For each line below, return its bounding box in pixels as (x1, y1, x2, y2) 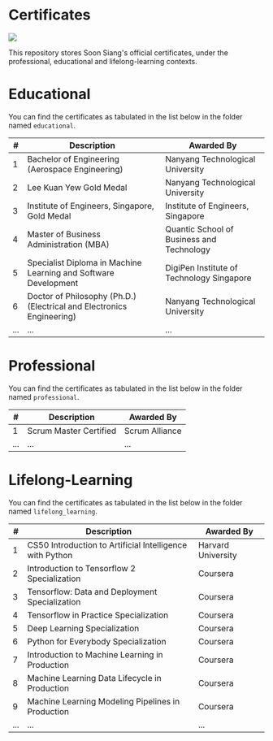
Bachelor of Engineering (27, 153, 120, 164)
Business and (165, 233, 217, 245)
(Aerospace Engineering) (27, 163, 123, 175)
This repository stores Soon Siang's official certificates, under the (8, 47, 229, 58)
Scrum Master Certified (27, 425, 117, 436)
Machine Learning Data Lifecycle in (27, 672, 162, 683)
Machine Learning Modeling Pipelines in (27, 695, 180, 707)
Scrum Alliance (124, 425, 182, 436)
